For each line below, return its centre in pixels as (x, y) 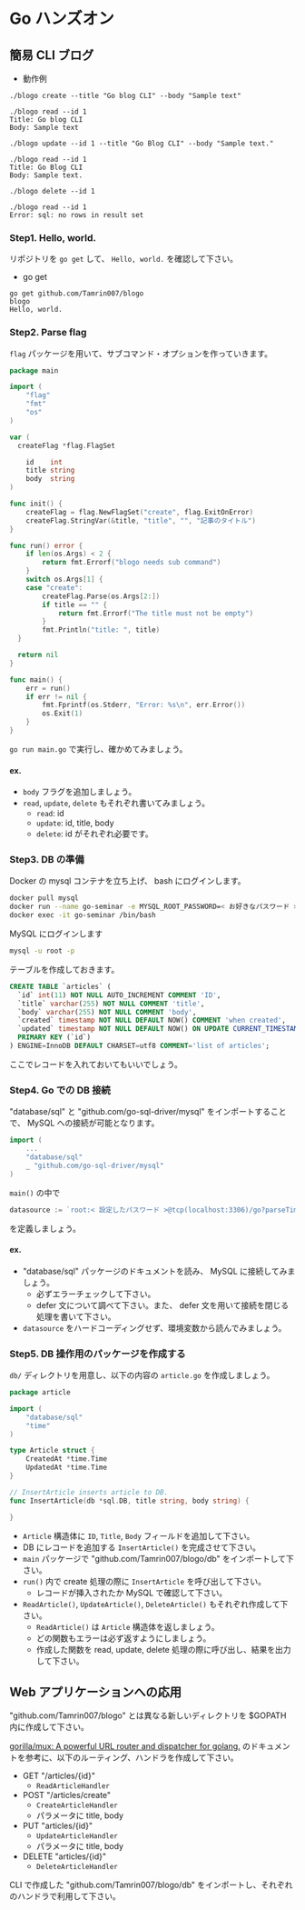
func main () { (36, 680)
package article (40, 1393)
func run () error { (46, 545)
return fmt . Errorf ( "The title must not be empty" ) (156, 613)
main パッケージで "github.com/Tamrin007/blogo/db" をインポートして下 (158, 1558)
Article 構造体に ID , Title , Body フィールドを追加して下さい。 (138, 1535)
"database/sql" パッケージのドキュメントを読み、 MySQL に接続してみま (159, 1271)
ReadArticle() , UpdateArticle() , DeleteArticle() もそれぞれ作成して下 (155, 1604)
